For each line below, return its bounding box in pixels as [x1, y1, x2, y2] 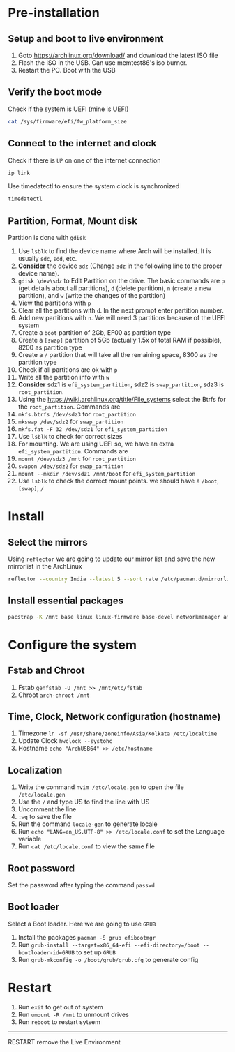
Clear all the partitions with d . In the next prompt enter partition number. [17, 306, 224, 315]
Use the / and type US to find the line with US [17, 797, 150, 806]
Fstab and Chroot [8, 665, 85, 677]
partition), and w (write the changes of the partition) [17, 292, 166, 300]
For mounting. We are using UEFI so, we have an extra [17, 439, 174, 448]
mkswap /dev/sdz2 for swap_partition [17, 417, 124, 426]
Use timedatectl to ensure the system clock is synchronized [8, 182, 180, 190]
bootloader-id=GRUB [17, 949, 75, 956]
